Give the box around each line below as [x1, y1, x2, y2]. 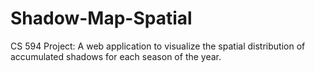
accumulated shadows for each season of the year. [10, 50, 222, 62]
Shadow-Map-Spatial [10, 7, 193, 30]
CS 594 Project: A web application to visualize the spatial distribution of [10, 40, 306, 52]
